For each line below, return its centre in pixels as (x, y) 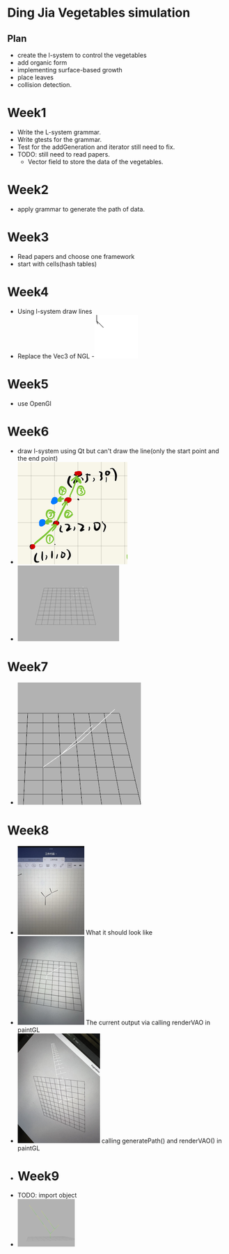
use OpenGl (34, 403)
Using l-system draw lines (55, 311)
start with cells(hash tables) (57, 264)
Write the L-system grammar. (59, 132)
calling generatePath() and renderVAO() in (161, 1141)
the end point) (38, 458)
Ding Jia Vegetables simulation (99, 13)
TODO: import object (47, 1196)
